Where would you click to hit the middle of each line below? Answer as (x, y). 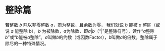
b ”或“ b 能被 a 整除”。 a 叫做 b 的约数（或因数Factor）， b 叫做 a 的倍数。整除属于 (81, 37)
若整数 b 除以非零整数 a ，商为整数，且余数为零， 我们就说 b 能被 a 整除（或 (82, 25)
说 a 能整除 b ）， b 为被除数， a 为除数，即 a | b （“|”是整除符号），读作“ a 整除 (80, 31)
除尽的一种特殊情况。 (27, 43)
